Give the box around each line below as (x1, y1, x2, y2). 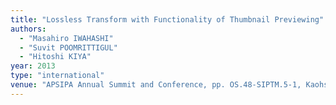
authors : (10, 24, 47, 34)
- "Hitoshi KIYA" (19, 52, 92, 62)
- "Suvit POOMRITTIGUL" (19, 42, 118, 53)
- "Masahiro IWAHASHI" (19, 33, 114, 43)
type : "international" (10, 71, 105, 81)
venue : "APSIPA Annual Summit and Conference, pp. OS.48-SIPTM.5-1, (10, 80, 302, 90)
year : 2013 (10, 61, 56, 71)
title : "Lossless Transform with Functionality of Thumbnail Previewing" (10, 14, 325, 25)
